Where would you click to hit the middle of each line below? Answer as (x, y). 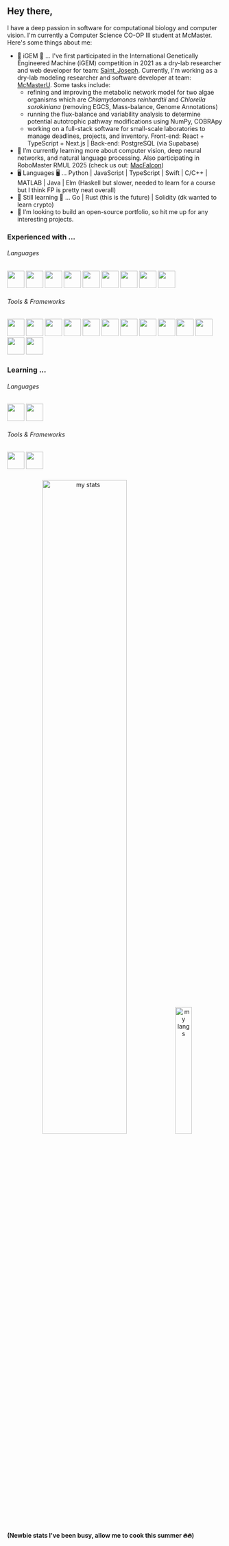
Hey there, (30, 11)
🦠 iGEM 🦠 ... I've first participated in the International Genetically (108, 56)
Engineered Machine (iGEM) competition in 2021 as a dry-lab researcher (119, 63)
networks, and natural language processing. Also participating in (108, 158)
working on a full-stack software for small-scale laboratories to (116, 128)
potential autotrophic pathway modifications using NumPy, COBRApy (125, 121)
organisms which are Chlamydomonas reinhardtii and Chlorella (116, 99)
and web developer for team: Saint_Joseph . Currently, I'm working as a (117, 70)
